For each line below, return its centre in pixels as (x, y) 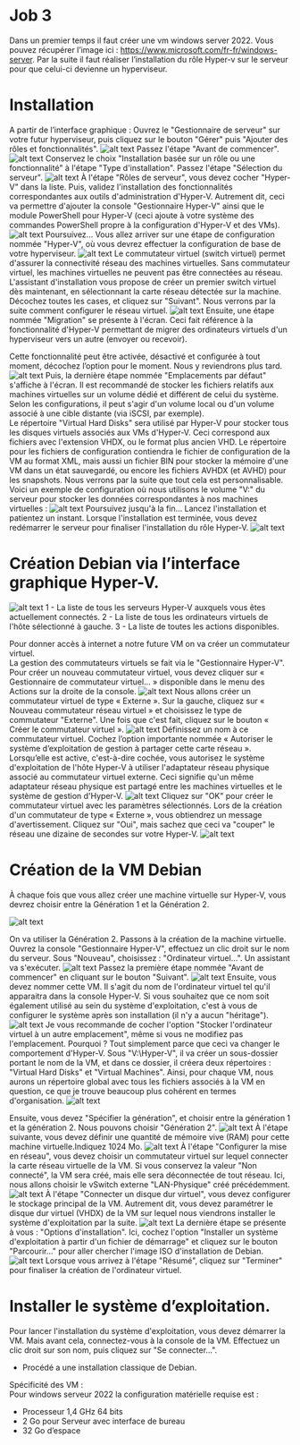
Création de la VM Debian (106, 870)
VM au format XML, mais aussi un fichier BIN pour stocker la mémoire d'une (149, 461)
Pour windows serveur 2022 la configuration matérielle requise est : (134, 1394)
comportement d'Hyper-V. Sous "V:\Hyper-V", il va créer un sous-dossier (144, 1053)
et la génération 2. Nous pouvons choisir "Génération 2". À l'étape (149, 1127)
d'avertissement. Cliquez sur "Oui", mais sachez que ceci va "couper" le (142, 824)
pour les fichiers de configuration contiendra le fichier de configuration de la (150, 451)
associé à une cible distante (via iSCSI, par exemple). (107, 413)
